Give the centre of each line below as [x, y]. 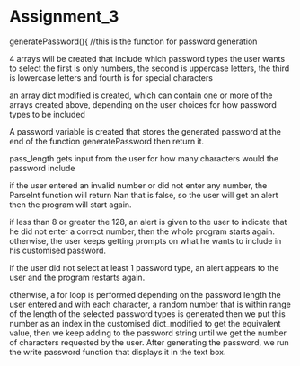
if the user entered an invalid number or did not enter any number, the [138, 185]
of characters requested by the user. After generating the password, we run [149, 342]
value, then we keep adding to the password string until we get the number [148, 333]
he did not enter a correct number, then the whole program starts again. [142, 231]
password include [42, 168]
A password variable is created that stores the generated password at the [145, 131]
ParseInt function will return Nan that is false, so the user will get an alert [144, 195]
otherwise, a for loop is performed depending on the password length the [145, 294]
